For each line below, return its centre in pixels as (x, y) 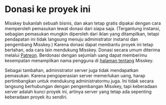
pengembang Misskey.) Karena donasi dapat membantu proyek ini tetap (79, 44)
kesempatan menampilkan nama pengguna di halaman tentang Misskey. (79, 60)
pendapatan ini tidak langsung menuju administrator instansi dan (71, 39)
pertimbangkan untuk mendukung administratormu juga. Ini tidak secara (79, 81)
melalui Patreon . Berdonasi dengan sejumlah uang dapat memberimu (76, 55)
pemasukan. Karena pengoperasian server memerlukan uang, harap (75, 75)
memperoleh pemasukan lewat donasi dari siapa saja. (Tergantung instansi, (82, 28)
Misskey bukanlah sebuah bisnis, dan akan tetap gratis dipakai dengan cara (83, 23)
